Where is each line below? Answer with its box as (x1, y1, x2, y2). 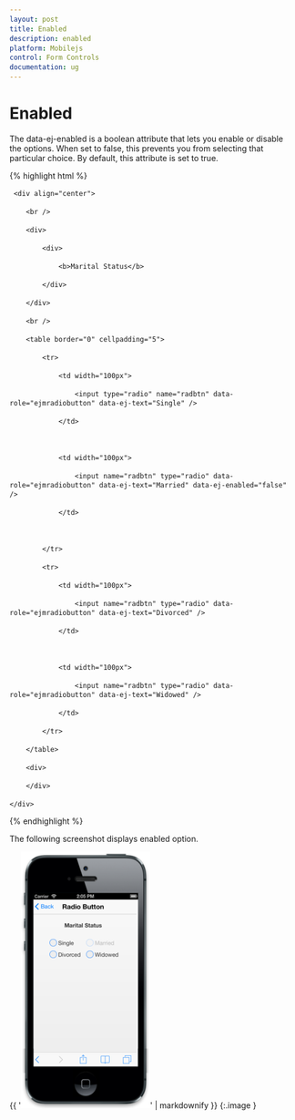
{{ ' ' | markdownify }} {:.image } (9, 1099, 257, 1111)
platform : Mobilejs (9, 44, 84, 53)
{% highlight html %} (9, 170, 88, 181)
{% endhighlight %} (9, 816, 84, 827)
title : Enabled (9, 24, 67, 34)
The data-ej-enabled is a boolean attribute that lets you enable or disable (9, 133, 284, 144)
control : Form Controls (9, 53, 100, 63)
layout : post (9, 15, 59, 24)
